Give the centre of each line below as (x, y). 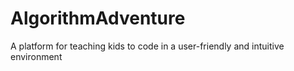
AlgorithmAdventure (98, 18)
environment (36, 56)
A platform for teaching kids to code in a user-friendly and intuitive (147, 46)
